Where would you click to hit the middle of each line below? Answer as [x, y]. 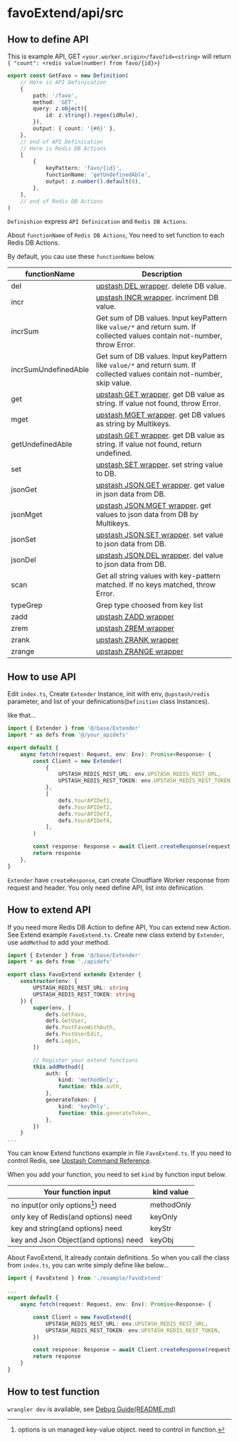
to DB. [106, 474]
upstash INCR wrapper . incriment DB [157, 298]
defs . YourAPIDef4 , [85, 820]
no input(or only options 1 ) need [64, 1205]
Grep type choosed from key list [149, 605]
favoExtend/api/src [66, 13]
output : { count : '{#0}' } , [74, 129]
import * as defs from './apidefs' [60, 962]
